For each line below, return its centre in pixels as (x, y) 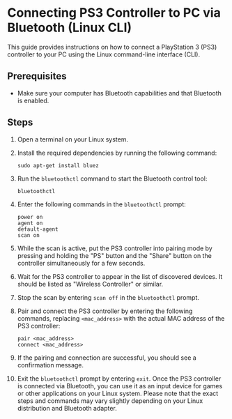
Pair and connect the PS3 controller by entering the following (105, 311)
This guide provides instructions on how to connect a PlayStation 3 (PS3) (112, 47)
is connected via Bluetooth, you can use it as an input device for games (120, 386)
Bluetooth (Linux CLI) (70, 28)
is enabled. (33, 100)
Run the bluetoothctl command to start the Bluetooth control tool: (112, 178)
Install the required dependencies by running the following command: (117, 153)
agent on (30, 223)
